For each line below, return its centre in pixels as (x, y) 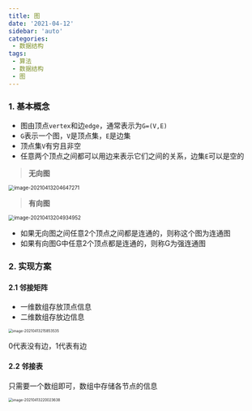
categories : (28, 39)
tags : (17, 54)
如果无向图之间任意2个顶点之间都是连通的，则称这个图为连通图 (125, 233)
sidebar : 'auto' (36, 31)
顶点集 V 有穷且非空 (50, 145)
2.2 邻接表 (26, 366)
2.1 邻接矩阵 (28, 287)
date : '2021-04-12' (41, 24)
